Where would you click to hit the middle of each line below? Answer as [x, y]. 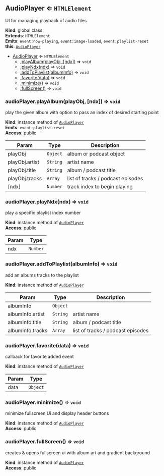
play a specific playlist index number [43, 213]
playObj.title [22, 170]
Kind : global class [24, 30]
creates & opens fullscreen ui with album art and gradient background [77, 453]
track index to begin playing [100, 187]
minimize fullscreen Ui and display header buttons [57, 413]
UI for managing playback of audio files [46, 20]
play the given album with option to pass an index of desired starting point [82, 113]
